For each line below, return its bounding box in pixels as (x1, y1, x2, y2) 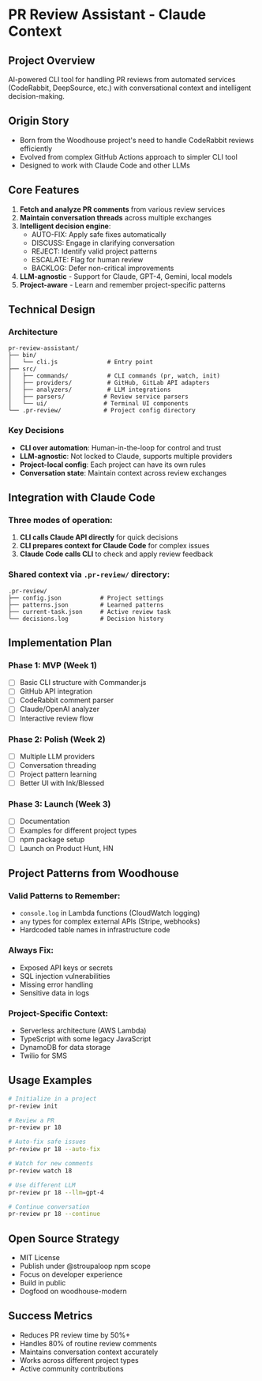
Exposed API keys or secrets (19, 962, 113, 973)
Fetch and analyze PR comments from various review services (19, 204, 226, 214)
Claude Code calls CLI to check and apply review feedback (19, 549, 214, 559)
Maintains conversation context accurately (19, 1347, 159, 1357)
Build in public (19, 1278, 66, 1288)
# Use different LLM (8, 1181, 77, 1189)
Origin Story (8, 115, 69, 128)
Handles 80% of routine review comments (19, 1338, 158, 1348)
